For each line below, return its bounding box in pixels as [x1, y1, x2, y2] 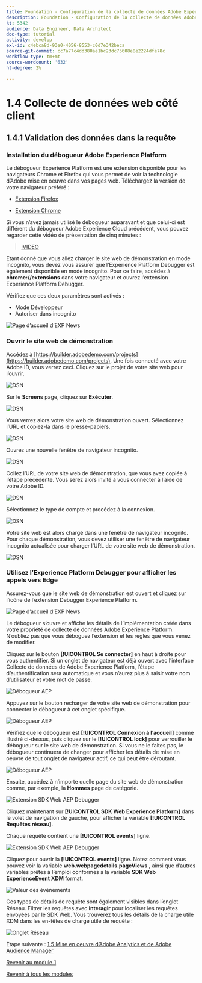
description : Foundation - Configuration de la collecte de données [6, 14, 182, 20]
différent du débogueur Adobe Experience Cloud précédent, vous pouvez [6, 225, 189, 232]
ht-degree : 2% [6, 64, 42, 71]
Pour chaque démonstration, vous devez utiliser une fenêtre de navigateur [6, 535, 191, 543]
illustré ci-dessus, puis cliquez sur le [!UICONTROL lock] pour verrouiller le [6, 735, 192, 743]
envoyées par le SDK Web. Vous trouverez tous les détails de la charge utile [6, 911, 194, 918]
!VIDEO [20, 243, 39, 251]
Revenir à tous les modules [6, 970, 73, 978]
